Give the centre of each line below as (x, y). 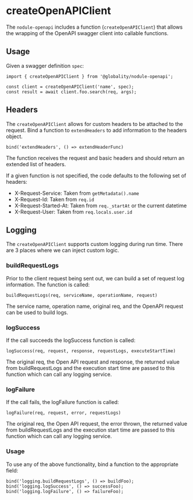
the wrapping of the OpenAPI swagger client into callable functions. (87, 33)
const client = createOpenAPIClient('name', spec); (70, 87)
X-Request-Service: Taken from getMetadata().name (77, 193)
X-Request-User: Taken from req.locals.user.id (73, 211)
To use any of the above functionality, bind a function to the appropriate (92, 464)
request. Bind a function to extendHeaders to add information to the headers (96, 130)
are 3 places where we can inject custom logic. (63, 251)
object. (15, 136)
